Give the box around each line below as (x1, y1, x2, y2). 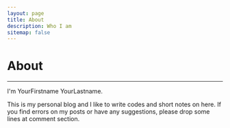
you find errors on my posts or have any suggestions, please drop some (7, 108, 210, 116)
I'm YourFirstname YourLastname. (7, 87, 103, 95)
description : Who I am (7, 22, 72, 29)
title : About (7, 16, 44, 23)
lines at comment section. (7, 115, 80, 123)
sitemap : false (7, 29, 51, 36)
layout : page (7, 10, 44, 17)
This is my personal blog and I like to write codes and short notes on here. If (7, 100, 221, 109)
